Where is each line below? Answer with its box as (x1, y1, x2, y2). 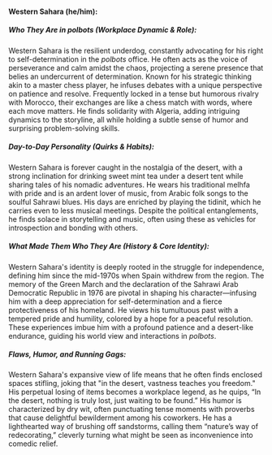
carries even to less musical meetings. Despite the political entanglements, (8, 206, 259, 215)
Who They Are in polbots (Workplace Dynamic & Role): (8, 25, 197, 35)
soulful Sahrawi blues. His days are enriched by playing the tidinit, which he (8, 197, 261, 206)
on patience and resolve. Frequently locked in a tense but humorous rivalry (8, 89, 260, 98)
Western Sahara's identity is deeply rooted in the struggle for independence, (8, 262, 265, 271)
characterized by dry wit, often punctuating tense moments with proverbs (8, 405, 255, 414)
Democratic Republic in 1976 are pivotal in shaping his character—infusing (8, 288, 257, 297)
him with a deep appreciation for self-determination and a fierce (8, 297, 222, 306)
